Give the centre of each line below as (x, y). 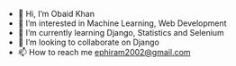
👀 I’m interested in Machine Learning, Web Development (122, 23)
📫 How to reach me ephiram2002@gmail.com (104, 52)
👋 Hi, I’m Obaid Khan (56, 14)
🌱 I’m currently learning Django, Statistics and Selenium (121, 33)
